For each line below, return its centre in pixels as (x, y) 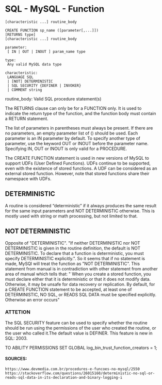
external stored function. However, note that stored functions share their (77, 173)
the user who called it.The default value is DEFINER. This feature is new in (79, 333)
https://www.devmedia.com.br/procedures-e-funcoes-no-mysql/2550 (72, 369)
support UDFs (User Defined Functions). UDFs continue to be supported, (78, 163)
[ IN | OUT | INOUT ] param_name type (46, 51)
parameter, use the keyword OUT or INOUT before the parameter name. (77, 143)
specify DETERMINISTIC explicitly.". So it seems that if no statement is (75, 258)
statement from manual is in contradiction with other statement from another (81, 268)
